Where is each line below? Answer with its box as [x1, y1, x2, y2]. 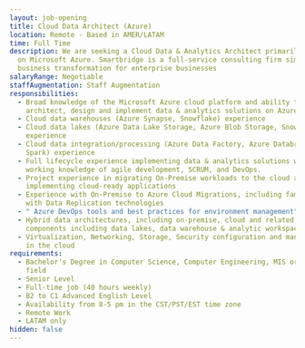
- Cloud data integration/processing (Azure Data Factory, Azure [17, 140, 271, 149]
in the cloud [25, 241, 75, 250]
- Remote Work [17, 308, 71, 317]
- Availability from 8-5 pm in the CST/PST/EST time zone [17, 300, 242, 309]
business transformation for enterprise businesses [17, 64, 218, 73]
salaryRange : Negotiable [9, 72, 103, 82]
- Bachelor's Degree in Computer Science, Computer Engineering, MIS [17, 257, 286, 267]
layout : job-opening [9, 13, 88, 23]
